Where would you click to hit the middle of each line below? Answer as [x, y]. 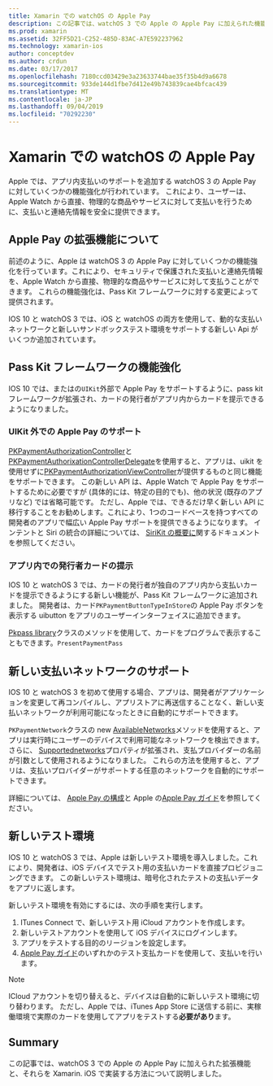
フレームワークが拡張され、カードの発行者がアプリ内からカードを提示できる [136, 399]
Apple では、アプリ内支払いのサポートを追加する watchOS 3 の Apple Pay [132, 181]
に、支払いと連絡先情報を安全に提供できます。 [87, 212]
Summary [34, 1042]
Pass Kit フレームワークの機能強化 [95, 367]
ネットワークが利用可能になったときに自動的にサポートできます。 [132, 712]
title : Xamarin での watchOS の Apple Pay [80, 16]
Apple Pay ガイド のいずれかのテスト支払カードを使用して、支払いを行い [141, 953]
